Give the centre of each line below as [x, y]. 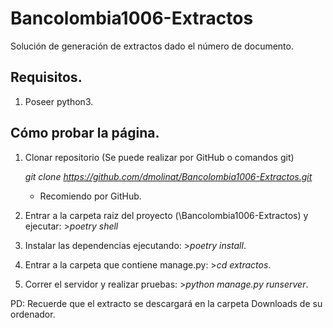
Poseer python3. [59, 101]
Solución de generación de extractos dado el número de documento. [152, 46]
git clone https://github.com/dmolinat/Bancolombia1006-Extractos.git [168, 176]
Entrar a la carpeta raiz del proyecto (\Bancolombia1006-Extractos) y [166, 215]
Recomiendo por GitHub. [90, 196]
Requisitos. [46, 77]
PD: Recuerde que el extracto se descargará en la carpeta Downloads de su [166, 303]
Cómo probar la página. [85, 133]
